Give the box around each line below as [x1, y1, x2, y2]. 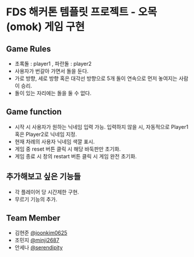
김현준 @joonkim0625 [14, 229, 68, 236]
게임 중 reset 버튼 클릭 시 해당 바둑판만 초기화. [14, 145, 121, 152]
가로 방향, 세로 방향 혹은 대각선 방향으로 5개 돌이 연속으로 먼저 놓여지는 [14, 75, 178, 82]
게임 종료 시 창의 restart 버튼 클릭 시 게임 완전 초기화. [14, 152, 137, 159]
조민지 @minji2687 [14, 236, 60, 244]
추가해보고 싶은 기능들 [6, 172, 81, 182]
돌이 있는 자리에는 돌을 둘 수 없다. [14, 89, 92, 96]
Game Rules [6, 44, 51, 54]
